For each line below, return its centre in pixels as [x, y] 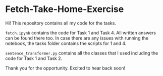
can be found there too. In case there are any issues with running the [77, 38]
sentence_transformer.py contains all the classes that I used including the [82, 53]
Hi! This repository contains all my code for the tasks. [61, 23]
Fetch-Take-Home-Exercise [65, 9]
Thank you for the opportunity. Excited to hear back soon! [65, 68]
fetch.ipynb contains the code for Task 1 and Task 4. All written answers [81, 32]
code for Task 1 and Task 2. [34, 58]
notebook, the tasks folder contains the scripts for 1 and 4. [66, 43]
